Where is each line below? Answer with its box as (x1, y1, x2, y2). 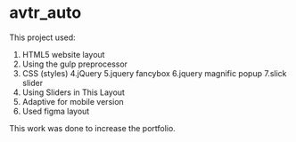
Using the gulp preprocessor (21, 59, 127, 69)
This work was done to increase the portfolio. (9, 122, 176, 133)
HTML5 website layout (21, 49, 105, 59)
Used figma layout (21, 106, 90, 116)
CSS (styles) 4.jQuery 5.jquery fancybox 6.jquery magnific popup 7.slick (21, 67, 287, 78)
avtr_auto (9, 3, 82, 23)
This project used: (9, 32, 76, 43)
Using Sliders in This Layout (21, 87, 125, 98)
